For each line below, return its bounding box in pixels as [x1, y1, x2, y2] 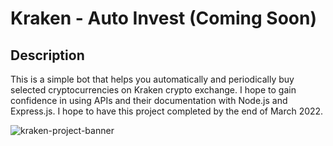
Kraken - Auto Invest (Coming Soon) [10, 7, 317, 30]
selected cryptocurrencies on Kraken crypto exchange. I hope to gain [10, 84, 297, 96]
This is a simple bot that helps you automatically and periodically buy [10, 73, 295, 85]
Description [10, 47, 85, 64]
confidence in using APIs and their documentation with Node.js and [10, 95, 288, 106]
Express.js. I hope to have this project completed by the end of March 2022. [10, 105, 324, 117]
